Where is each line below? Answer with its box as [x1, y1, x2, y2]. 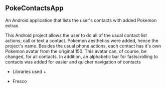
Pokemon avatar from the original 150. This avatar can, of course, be [5, 48, 147, 54]
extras [5, 22, 19, 28]
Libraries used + [12, 68, 47, 74]
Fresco [12, 78, 27, 84]
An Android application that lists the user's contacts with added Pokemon [5, 17, 157, 23]
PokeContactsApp [5, 4, 64, 12]
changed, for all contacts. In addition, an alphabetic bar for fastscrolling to [5, 53, 158, 59]
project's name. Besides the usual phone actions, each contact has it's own [5, 42, 161, 49]
